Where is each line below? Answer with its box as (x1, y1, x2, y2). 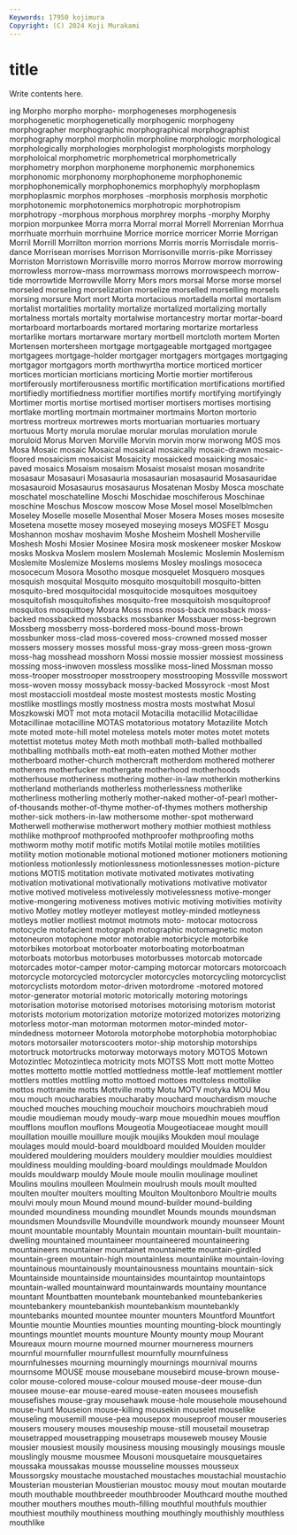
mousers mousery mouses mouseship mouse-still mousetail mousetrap (9, 1423, 270, 1434)
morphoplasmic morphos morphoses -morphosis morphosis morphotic (9, 190, 268, 201)
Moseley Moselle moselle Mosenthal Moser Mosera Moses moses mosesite (9, 510, 285, 521)
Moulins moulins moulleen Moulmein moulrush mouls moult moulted (9, 1179, 257, 1190)
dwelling (9, 1235, 40, 1245)
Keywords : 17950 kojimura (9, 12, 104, 22)
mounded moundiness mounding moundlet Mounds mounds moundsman (9, 1206, 277, 1218)
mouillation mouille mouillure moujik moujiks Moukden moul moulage (9, 1131, 260, 1143)
